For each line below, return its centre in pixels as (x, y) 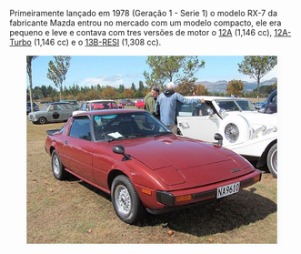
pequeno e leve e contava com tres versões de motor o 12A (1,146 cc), (141, 32)
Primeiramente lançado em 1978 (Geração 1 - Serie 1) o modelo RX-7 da (144, 13)
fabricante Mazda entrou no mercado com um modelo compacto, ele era (145, 23)
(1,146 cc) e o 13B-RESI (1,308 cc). (97, 42)
